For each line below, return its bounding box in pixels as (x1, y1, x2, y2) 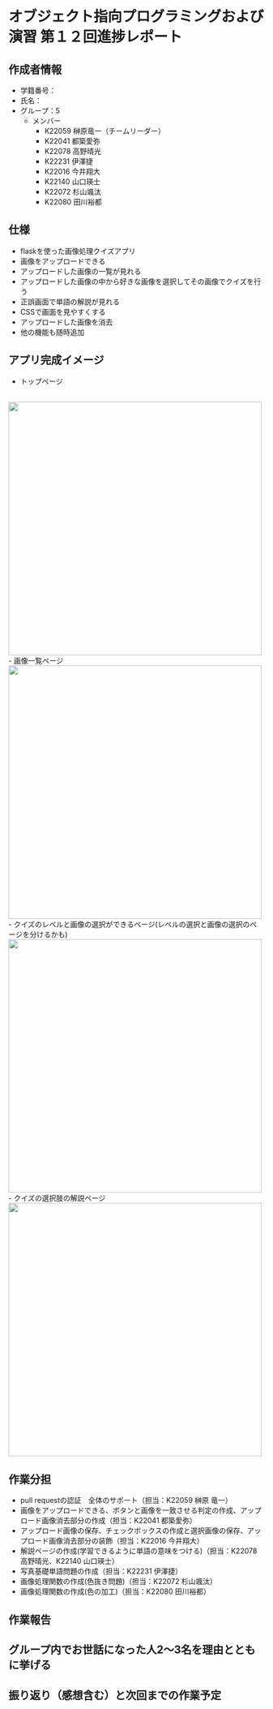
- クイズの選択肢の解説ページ (8, 1193, 106, 1203)
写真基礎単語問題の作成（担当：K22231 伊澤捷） (19, 1566, 183, 1576)
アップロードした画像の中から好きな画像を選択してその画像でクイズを (19, 277, 254, 286)
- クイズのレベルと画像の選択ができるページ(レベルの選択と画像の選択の (8, 919, 250, 929)
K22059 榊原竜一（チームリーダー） (44, 127, 166, 135)
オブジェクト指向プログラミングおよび (8, 7, 265, 26)
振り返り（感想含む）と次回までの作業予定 (8, 1688, 221, 1702)
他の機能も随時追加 (19, 327, 85, 337)
